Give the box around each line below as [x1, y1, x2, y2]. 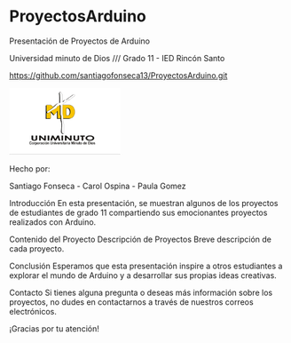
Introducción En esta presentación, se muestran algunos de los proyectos [9, 197, 279, 208]
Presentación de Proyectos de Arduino [9, 36, 151, 46]
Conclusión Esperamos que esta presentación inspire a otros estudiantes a [9, 260, 283, 271]
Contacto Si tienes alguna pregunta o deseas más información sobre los [9, 287, 273, 298]
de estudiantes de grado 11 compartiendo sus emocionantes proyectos [9, 207, 268, 218]
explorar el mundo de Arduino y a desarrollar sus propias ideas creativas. [9, 269, 277, 281]
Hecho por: [9, 163, 51, 174]
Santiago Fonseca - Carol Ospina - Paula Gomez [9, 180, 186, 191]
